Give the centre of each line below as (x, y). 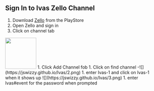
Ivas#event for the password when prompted (51, 83)
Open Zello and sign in (35, 25)
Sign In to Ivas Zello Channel (50, 8)
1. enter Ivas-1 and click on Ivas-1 (116, 72)
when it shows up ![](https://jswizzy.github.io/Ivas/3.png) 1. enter (72, 78)
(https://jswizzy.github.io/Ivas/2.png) (43, 72)
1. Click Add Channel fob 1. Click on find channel (87, 67)
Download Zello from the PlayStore (48, 20)
